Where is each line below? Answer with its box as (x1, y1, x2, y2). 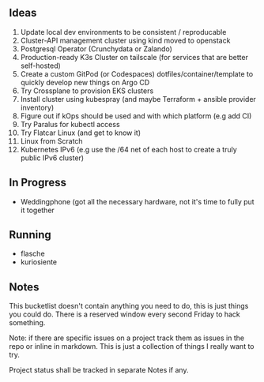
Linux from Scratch (20, 136, 83, 145)
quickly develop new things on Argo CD (20, 77, 150, 87)
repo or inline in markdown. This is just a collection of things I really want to (9, 342, 255, 351)
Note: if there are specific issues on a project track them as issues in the (9, 333, 244, 343)
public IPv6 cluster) (20, 153, 85, 163)
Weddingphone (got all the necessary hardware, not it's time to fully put (20, 197, 255, 206)
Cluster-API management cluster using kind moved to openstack (20, 36, 231, 45)
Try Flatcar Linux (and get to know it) (20, 128, 141, 137)
